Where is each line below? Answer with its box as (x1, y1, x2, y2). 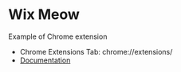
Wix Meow (8, 6, 80, 24)
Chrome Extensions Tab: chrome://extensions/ (19, 47, 173, 56)
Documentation (19, 55, 71, 65)
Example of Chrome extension (8, 32, 108, 41)
